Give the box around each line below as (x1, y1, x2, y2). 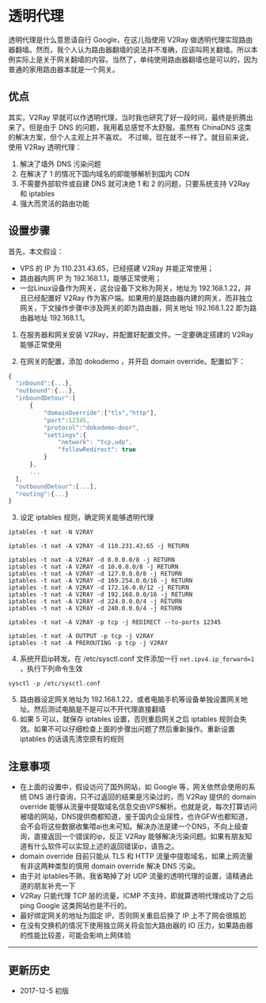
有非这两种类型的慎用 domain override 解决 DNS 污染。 (19, 861, 200, 871)
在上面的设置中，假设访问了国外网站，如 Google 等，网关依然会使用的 (19, 782, 249, 792)
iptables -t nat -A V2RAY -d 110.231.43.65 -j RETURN (8, 542, 190, 550)
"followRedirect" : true (58, 446, 136, 454)
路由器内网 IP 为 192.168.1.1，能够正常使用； (19, 273, 162, 283)
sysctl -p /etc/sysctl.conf (8, 680, 101, 688)
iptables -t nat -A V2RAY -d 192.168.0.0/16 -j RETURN (8, 591, 193, 598)
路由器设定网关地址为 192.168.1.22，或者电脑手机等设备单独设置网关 (19, 694, 241, 705)
